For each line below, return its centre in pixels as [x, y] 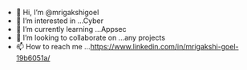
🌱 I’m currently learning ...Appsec [71, 29]
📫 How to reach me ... [53, 47]
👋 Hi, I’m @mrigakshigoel [57, 12]
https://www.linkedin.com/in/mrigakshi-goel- [164, 47]
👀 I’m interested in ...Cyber [60, 21]
